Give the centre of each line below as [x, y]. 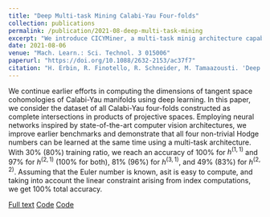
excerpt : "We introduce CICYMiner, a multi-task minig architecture [125, 38]
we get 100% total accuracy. [55, 189]
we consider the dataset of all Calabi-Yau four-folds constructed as [119, 108]
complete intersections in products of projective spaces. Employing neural [131, 117]
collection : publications [51, 23]
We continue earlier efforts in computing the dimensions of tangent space [131, 91]
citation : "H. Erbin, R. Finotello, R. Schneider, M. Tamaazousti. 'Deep [135, 68]
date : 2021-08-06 [37, 46]
